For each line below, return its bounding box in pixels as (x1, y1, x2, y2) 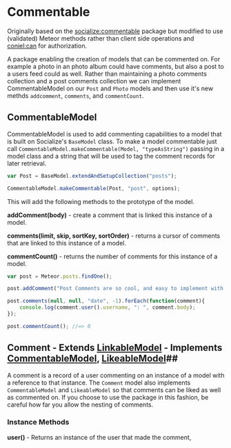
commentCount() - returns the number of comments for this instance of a (7, 252, 218, 261)
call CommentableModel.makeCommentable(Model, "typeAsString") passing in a (7, 144, 225, 152)
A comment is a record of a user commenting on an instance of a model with (7, 371, 225, 379)
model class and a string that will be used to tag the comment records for (7, 152, 216, 160)
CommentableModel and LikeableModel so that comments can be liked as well (7, 385, 221, 394)
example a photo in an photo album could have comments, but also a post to (7, 62, 224, 70)
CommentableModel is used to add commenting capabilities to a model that (7, 130, 222, 138)
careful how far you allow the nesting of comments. (7, 400, 154, 409)
